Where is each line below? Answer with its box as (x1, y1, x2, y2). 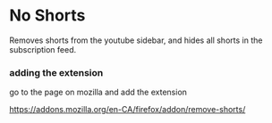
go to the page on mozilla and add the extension (9, 86, 188, 98)
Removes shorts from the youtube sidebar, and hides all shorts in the (9, 35, 263, 45)
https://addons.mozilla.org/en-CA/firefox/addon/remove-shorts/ (9, 104, 246, 115)
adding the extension (9, 66, 104, 78)
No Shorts (9, 5, 86, 26)
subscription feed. (9, 44, 77, 54)
